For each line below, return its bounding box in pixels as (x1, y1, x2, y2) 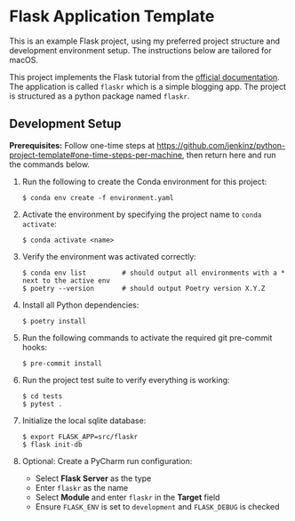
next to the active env (21, 276, 111, 285)
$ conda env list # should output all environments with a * (21, 269, 286, 277)
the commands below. (9, 158, 91, 170)
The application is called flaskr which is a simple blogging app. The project (9, 81, 287, 92)
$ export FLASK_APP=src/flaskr (21, 432, 139, 441)
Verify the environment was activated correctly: (21, 251, 197, 261)
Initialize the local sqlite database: (21, 415, 147, 426)
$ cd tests (21, 391, 63, 401)
